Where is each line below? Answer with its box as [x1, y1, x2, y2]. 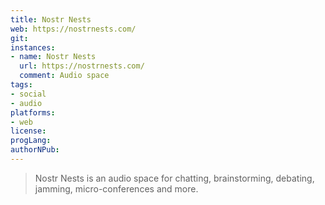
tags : [10, 80, 33, 90]
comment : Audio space [19, 71, 110, 81]
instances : [10, 42, 56, 53]
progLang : [10, 136, 52, 146]
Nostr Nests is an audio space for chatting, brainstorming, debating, [34, 172, 315, 184]
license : [10, 126, 47, 136]
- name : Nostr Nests [10, 52, 97, 62]
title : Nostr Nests [10, 14, 92, 25]
